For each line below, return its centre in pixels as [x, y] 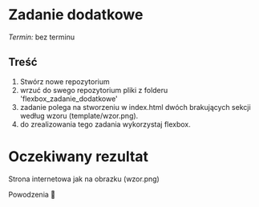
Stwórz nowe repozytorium [65, 81]
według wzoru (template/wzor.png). [79, 116]
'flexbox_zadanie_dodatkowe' [69, 99]
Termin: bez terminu [41, 37]
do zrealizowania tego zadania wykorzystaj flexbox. [105, 124]
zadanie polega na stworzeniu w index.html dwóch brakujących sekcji [135, 107]
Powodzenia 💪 [32, 194]
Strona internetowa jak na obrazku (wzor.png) [84, 179]
